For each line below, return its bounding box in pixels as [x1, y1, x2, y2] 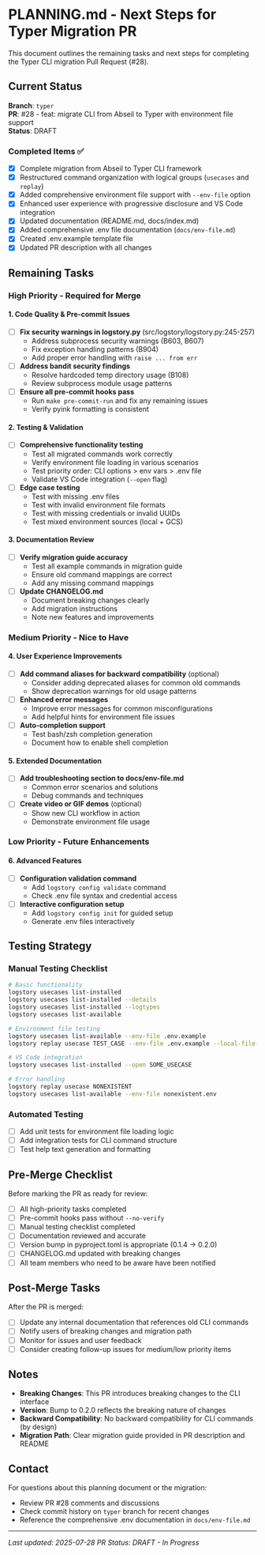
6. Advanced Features [8, 856, 82, 866]
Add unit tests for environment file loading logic [19, 1127, 174, 1136]
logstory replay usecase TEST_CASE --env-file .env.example [8, 1040, 211, 1047]
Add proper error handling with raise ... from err [31, 353, 198, 363]
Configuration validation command [19, 874, 137, 883]
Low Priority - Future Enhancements [8, 836, 150, 847]
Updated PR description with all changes [19, 243, 152, 252]
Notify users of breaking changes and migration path [19, 1327, 192, 1336]
